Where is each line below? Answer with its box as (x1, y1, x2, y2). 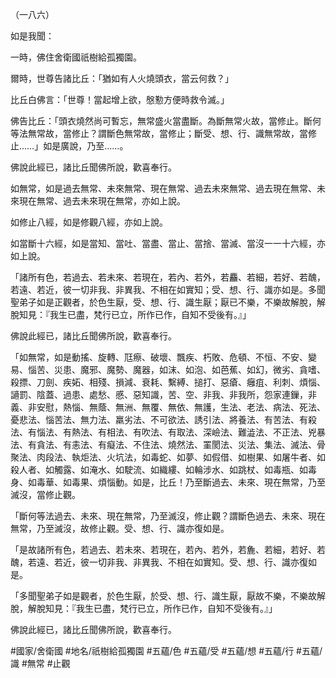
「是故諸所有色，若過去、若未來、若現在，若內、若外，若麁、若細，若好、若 (10, 544, 326, 555)
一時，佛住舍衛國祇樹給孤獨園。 (10, 51, 142, 63)
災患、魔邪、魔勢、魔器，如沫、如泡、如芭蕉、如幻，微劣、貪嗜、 (53, 364, 326, 375)
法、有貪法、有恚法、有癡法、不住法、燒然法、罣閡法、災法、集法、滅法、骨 (10, 439, 326, 450)
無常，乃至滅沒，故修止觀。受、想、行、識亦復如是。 (10, 523, 230, 534)
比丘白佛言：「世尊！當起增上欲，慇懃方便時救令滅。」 (10, 94, 230, 105)
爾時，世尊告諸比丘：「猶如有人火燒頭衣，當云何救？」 (10, 73, 234, 84)
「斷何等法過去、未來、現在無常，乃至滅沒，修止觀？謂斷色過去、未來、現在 (10, 510, 326, 522)
